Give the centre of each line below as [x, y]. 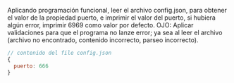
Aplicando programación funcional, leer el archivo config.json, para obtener [117, 10]
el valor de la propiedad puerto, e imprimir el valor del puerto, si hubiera [112, 18]
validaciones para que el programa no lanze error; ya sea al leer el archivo [115, 32]
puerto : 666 [31, 66]
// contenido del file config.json [60, 53]
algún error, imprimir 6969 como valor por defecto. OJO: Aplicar [100, 25]
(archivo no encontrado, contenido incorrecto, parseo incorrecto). [103, 40]
